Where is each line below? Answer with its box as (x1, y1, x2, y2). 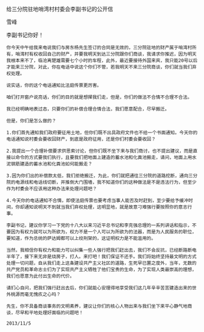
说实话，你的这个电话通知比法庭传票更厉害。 (6, 82, 102, 88)
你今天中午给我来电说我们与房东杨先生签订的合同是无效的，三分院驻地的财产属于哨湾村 (6, 45, 192, 51)
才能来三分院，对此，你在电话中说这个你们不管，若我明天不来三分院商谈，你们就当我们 (6, 64, 192, 70)
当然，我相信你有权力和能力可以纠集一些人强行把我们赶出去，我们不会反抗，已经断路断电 (6, 247, 197, 253)
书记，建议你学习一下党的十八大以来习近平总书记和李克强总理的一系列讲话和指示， (15, 222, 192, 228)
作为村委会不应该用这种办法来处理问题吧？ (6, 186, 97, 192)
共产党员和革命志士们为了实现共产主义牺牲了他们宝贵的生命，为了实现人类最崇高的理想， (6, 267, 197, 273)
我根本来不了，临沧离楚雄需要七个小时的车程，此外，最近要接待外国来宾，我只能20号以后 (6, 57, 198, 63)
